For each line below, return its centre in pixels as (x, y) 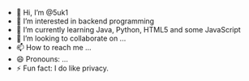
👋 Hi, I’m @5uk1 (42, 13)
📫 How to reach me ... (54, 47)
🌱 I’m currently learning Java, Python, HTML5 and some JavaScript (128, 30)
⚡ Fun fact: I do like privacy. (62, 68)
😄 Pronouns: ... (42, 59)
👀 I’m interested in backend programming (85, 21)
